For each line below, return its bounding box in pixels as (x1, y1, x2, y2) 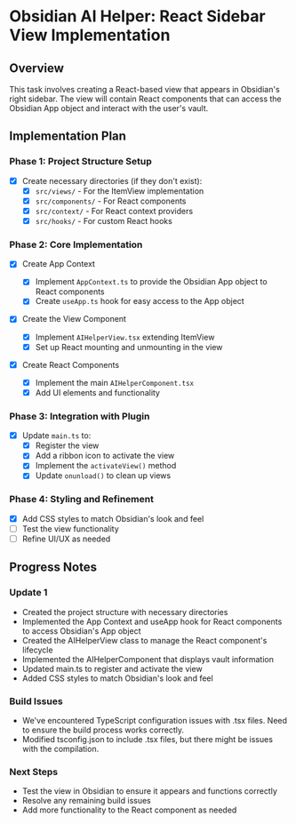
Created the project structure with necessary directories (21, 606, 228, 617)
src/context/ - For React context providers (35, 205, 194, 216)
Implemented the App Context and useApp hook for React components (21, 616, 283, 627)
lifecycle (21, 644, 53, 655)
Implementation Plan (9, 129, 127, 144)
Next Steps (9, 765, 59, 778)
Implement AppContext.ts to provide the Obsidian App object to (35, 276, 268, 287)
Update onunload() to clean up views (35, 470, 172, 481)
